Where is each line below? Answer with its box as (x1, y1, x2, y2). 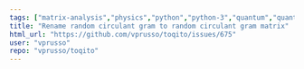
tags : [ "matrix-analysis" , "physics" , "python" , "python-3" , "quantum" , (9, 13, 273, 22)
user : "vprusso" (9, 38, 71, 47)
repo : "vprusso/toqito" (9, 47, 100, 56)
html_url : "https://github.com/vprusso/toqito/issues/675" (9, 30, 237, 39)
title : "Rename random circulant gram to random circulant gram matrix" (9, 22, 290, 30)
